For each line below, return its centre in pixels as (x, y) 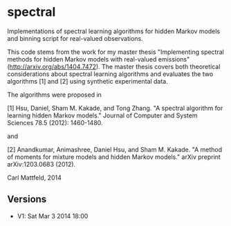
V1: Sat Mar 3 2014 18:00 (53, 216)
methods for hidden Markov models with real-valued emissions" (99, 59)
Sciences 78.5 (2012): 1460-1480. (55, 122)
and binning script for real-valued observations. (75, 38)
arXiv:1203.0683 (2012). (41, 164)
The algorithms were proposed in (55, 95)
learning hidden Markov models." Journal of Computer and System (102, 115)
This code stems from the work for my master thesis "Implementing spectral (116, 52)
